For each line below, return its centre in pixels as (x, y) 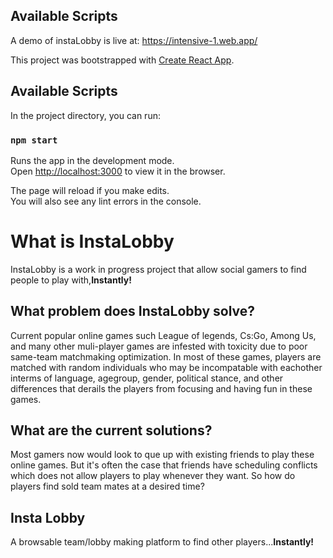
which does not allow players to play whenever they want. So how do (153, 476)
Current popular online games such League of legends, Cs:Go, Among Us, (163, 335)
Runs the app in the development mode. (92, 160)
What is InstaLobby (92, 241)
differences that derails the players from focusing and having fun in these (161, 388)
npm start (34, 140)
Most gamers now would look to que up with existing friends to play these (162, 455)
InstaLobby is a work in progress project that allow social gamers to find (158, 269)
